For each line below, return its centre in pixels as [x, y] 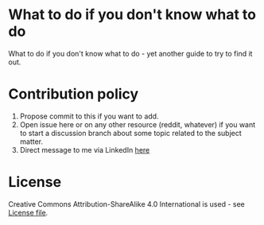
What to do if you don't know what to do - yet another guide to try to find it [130, 53]
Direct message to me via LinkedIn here [85, 149]
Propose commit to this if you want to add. [89, 116]
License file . [28, 212]
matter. [31, 142]
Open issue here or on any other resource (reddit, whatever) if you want [138, 124]
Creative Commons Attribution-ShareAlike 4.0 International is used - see [126, 204]
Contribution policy [74, 94]
